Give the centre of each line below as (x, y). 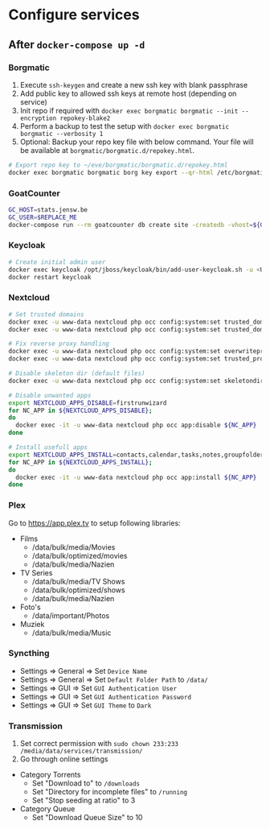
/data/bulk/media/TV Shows (78, 581)
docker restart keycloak (50, 277)
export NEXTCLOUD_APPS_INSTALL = (62, 455)
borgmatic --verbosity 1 (61, 134)
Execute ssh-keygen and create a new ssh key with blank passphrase (134, 85)
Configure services (74, 15)
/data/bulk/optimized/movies (80, 555)
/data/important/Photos (71, 615)
